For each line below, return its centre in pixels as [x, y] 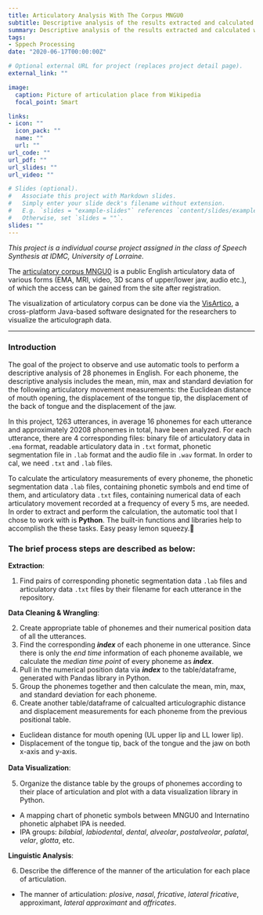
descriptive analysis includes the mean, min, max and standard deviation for [131, 381]
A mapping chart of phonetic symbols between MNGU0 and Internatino [134, 815]
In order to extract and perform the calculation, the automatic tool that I [122, 512]
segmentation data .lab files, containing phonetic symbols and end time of [129, 487]
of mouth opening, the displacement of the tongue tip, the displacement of [128, 398]
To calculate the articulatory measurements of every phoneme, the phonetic [131, 478]
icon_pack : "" [38, 131]
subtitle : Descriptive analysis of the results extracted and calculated [131, 23]
